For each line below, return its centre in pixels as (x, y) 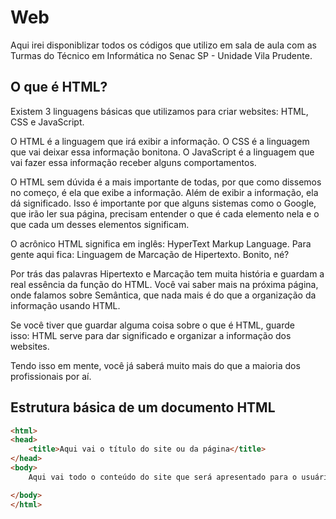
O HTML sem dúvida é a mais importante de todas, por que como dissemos (166, 182)
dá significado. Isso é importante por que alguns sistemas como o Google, (163, 203)
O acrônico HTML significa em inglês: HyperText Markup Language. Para (161, 243)
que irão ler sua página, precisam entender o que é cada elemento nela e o (165, 213)
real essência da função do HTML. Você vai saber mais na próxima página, (164, 284)
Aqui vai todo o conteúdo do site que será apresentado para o (163, 477)
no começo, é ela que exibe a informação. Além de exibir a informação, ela (164, 192)
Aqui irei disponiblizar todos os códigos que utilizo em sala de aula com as (163, 45)
